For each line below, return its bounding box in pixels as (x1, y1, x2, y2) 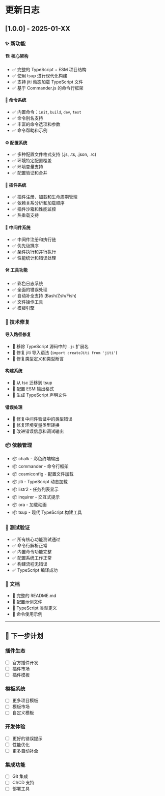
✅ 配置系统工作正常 (12, 555, 52, 560)
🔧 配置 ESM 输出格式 (12, 386, 54, 392)
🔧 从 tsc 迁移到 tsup (12, 380, 53, 386)
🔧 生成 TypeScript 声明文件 (12, 392, 67, 398)
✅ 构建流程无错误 (12, 561, 48, 567)
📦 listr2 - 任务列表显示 (12, 486, 59, 492)
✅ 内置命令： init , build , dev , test (12, 109, 82, 115)
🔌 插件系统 (5, 182, 27, 188)
